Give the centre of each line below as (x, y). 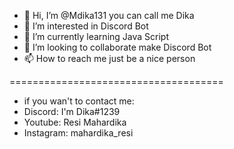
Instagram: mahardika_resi (78, 133)
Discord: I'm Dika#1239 (72, 111)
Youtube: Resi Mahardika (75, 122)
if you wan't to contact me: (79, 101)
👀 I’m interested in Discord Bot (86, 26)
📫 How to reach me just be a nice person (109, 58)
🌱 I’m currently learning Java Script (96, 36)
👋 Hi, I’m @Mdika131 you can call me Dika (109, 15)
